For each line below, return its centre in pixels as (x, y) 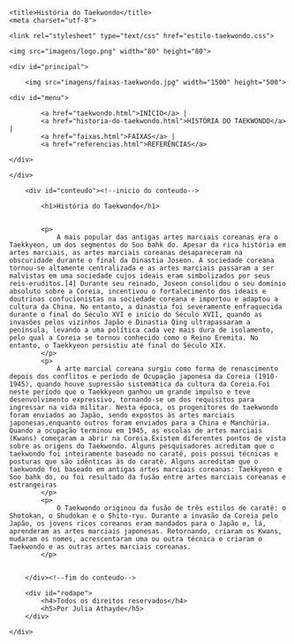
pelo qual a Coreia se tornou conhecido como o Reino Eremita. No (134, 338)
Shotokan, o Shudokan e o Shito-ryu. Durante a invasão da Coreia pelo (144, 516)
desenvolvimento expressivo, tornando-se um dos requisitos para (132, 400)
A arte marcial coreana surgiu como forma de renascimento (167, 369)
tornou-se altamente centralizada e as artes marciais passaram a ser (142, 268)
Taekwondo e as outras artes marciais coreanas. (100, 547)
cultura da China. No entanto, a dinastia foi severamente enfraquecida (146, 307)
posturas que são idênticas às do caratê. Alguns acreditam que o (134, 462)
